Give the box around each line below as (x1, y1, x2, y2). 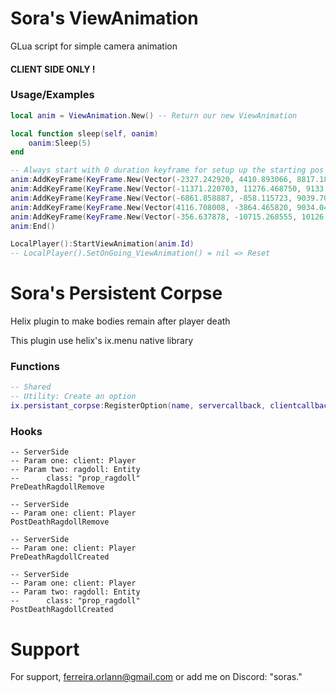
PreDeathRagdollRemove (10, 482, 105, 492)
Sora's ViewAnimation (10, 7, 199, 30)
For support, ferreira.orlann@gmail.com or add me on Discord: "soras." (10, 671, 303, 683)
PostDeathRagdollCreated (10, 605, 114, 615)
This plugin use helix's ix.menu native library (10, 335, 194, 347)
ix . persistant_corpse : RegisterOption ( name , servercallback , (10, 401, 267, 411)
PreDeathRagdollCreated (10, 552, 110, 562)
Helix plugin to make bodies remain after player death (10, 315, 231, 327)
